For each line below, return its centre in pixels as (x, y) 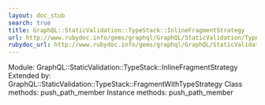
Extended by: (30, 76)
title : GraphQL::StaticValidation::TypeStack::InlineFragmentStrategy (127, 30)
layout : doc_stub (37, 15)
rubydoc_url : (30, 45)
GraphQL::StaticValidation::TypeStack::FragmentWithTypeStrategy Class (125, 84)
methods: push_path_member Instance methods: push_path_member (121, 92)
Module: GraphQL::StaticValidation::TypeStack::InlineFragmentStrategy (123, 67)
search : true (30, 23)
